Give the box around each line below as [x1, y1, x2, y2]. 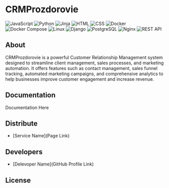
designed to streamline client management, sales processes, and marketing [5, 60, 164, 66]
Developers [5, 147, 43, 156]
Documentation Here [5, 104, 49, 110]
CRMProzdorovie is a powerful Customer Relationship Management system [5, 54, 163, 60]
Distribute [5, 119, 38, 128]
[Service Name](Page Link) [12, 133, 70, 139]
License [5, 176, 31, 184]
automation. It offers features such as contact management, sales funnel [5, 65, 158, 71]
